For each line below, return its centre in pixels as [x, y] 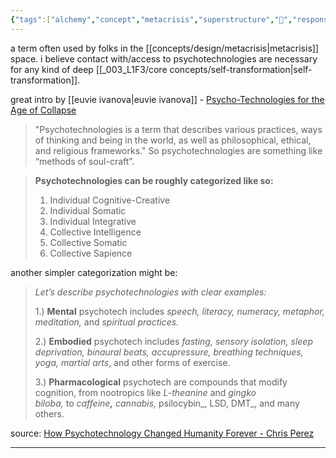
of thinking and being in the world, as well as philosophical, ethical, [173, 140]
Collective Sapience [91, 253]
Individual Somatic [88, 210]
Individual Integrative [93, 221]
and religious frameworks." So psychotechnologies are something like [178, 150]
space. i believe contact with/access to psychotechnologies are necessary [164, 58]
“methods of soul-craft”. [84, 161]
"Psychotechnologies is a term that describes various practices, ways [178, 129]
